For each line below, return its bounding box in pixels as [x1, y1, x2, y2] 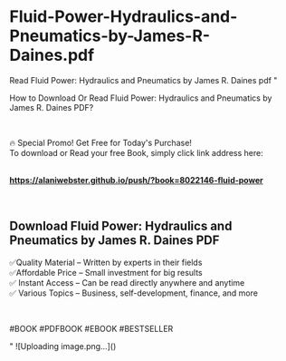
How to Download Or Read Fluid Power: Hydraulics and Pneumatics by [9, 93, 272, 103]
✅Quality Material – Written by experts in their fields [9, 257, 203, 268]
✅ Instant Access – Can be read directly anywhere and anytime [9, 277, 245, 288]
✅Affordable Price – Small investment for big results [9, 267, 203, 278]
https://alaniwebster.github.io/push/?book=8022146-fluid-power [9, 174, 264, 185]
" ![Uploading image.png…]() [9, 340, 117, 351]
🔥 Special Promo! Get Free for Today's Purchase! [9, 137, 193, 148]
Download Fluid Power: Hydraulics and [9, 219, 233, 234]
